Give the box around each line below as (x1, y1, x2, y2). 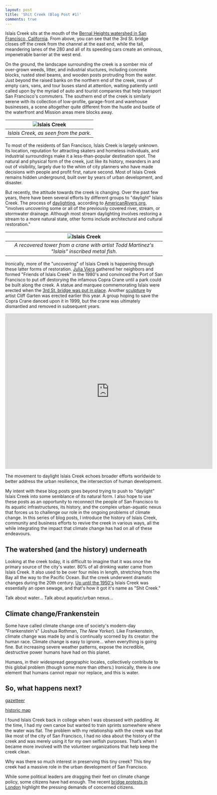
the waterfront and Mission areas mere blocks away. (5, 109, 113, 115)
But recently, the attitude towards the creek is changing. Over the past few (5, 189, 158, 195)
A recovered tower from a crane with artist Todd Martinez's (14, 241, 154, 248)
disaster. (5, 180, 23, 186)
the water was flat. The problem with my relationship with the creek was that (5, 727, 163, 733)
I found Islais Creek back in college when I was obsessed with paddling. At (5, 717, 159, 723)
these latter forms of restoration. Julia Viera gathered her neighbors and (5, 266, 154, 272)
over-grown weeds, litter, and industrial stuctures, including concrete (5, 67, 147, 73)
